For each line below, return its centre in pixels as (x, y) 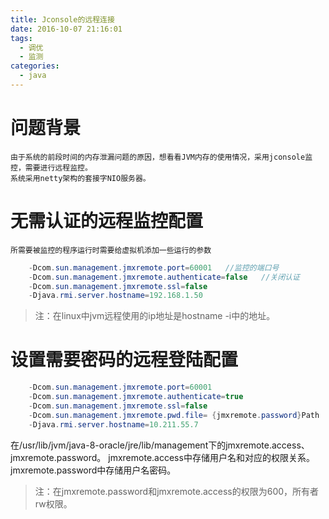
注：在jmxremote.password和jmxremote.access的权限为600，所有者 (177, 491)
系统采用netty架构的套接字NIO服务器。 (80, 178)
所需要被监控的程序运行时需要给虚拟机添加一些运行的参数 (111, 250)
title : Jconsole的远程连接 (62, 19)
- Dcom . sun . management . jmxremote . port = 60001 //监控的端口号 (154, 267)
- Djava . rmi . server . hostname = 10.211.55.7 (113, 424)
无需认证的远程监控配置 (107, 221)
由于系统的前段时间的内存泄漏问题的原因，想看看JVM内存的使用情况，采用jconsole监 (161, 157)
